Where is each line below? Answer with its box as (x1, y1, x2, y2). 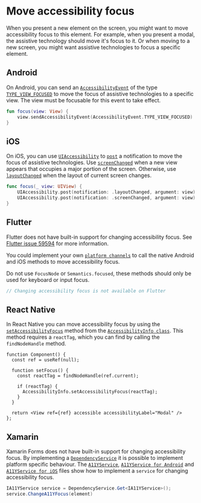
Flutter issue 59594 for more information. (6, 239, 109, 247)
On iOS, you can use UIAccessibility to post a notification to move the (6, 153, 183, 160)
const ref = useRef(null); (11, 357, 80, 363)
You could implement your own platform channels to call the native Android (6, 252, 194, 259)
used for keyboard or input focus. (6, 276, 89, 283)
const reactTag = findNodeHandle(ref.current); (17, 373, 139, 379)
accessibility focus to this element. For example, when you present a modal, (6, 30, 195, 38)
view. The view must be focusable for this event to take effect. (6, 96, 161, 104)
